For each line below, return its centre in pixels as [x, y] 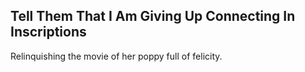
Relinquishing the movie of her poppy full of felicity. [116, 56]
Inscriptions [48, 32]
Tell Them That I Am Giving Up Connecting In [153, 16]
